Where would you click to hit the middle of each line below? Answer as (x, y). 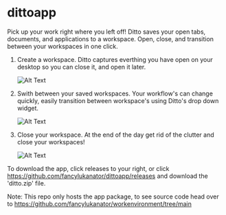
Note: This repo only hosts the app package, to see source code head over (113, 196)
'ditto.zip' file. (26, 183)
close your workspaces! (51, 142)
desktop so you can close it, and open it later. (81, 67)
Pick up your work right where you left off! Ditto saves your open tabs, (106, 32)
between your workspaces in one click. (63, 46)
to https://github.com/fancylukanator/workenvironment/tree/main (100, 203)
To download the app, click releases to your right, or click (88, 168)
